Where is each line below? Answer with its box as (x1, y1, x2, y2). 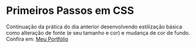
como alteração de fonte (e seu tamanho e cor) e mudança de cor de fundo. (6, 29, 191, 36)
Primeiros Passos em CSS (6, 4, 134, 17)
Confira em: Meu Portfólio (6, 35, 69, 42)
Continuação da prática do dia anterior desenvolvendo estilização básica (6, 23, 183, 30)
